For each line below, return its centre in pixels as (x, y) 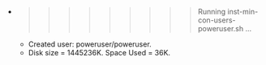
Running (212, 12)
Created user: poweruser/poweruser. (90, 44)
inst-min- (242, 12)
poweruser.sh (221, 28)
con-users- (217, 20)
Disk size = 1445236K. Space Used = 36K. (99, 53)
